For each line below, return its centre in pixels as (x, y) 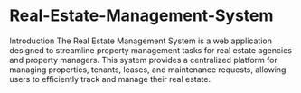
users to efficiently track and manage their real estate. (110, 79)
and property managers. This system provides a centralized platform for (143, 60)
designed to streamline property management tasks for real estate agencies (150, 50)
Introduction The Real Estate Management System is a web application (141, 41)
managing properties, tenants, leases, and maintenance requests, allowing (148, 70)
